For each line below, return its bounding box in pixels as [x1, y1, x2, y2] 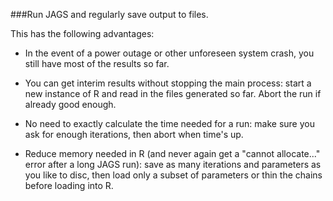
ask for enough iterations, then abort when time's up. [24, 129, 244, 140]
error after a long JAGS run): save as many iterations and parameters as [24, 159, 322, 170]
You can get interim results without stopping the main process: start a [24, 77, 312, 89]
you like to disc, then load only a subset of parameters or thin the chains [24, 169, 323, 181]
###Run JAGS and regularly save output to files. [10, 9, 209, 20]
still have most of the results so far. [24, 58, 170, 69]
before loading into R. [24, 180, 114, 191]
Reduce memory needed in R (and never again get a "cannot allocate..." [24, 148, 321, 159]
